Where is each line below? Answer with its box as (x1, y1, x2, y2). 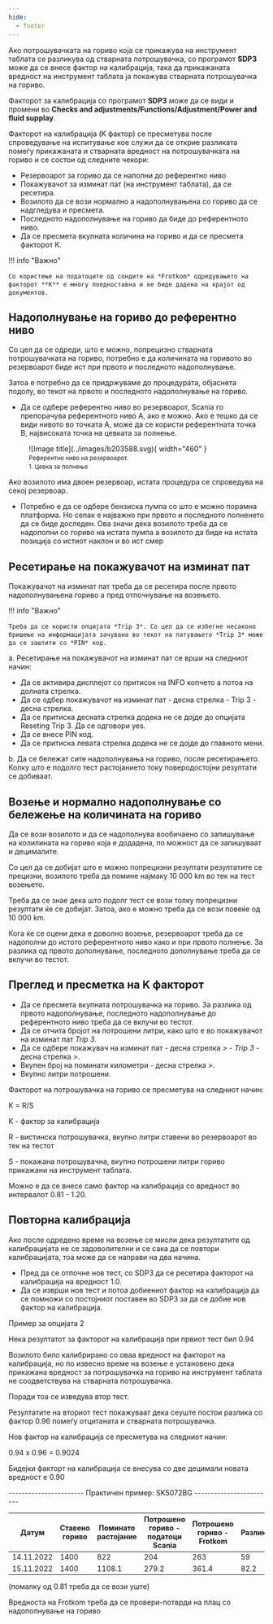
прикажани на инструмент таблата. (8, 1165, 132, 1174)
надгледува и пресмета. (19, 204, 106, 215)
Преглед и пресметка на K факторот (8, 978, 205, 992)
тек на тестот (8, 1140, 54, 1150)
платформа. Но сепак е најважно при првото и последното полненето (19, 510, 265, 520)
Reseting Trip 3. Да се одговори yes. (19, 721, 146, 731)
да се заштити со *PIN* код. (8, 639, 107, 647)
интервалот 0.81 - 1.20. (8, 1189, 87, 1199)
